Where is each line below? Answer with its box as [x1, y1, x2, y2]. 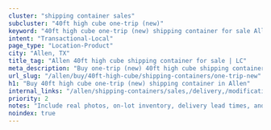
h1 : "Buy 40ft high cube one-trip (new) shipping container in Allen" [8, 79, 251, 87]
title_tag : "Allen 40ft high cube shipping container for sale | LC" [8, 57, 248, 65]
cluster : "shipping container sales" [8, 11, 135, 20]
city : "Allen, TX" [8, 49, 70, 57]
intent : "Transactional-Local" [8, 34, 114, 43]
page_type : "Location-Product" [8, 42, 114, 50]
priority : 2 [8, 94, 48, 103]
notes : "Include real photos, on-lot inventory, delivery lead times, [8, 102, 251, 110]
